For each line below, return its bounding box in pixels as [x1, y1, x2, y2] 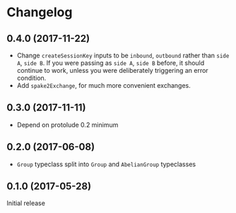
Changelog [6, 4, 73, 21]
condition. [16, 74, 47, 82]
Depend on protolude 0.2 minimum [16, 120, 119, 129]
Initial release [6, 199, 45, 207]
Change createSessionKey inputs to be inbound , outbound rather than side [16, 51, 230, 59]
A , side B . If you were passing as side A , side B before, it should [16, 59, 205, 67]
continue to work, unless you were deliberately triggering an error [16, 67, 209, 74]
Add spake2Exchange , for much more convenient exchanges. [16, 81, 191, 89]
